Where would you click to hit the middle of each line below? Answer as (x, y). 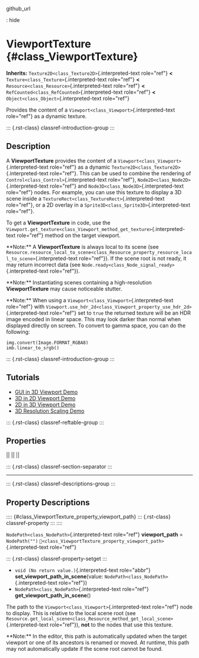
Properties (26, 441)
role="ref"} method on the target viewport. (69, 235)
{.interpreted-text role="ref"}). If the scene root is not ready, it (111, 258)
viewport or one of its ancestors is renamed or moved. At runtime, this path (98, 643)
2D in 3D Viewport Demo (45, 404)
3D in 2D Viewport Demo (45, 398)
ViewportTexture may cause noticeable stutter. (64, 289)
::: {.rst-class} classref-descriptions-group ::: (61, 484)
